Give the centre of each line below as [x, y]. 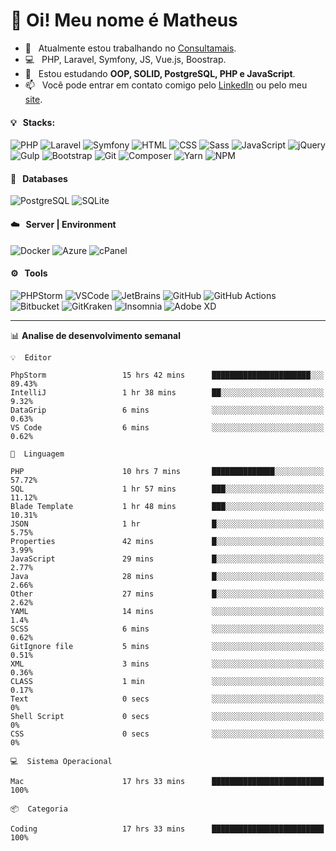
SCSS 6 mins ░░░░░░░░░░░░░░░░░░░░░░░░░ [167, 629]
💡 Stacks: [33, 122]
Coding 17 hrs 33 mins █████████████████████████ [167, 829]
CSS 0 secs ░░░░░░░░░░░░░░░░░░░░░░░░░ [167, 734]
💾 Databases [39, 178]
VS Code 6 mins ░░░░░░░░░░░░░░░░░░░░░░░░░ [167, 427]
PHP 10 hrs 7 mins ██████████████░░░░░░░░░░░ [167, 471]
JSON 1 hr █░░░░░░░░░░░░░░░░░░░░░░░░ [167, 524]
